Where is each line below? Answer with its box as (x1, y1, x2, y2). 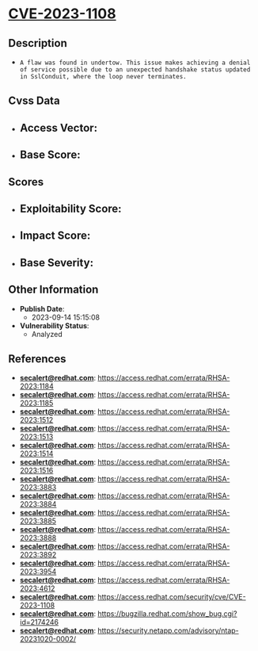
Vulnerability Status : (19, 320, 89, 330)
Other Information (8, 283, 99, 297)
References (8, 352, 66, 366)
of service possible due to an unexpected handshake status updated (19, 66, 251, 74)
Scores (8, 175, 44, 189)
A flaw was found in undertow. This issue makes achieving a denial (19, 59, 251, 67)
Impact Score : (19, 229, 91, 243)
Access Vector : (19, 121, 97, 135)
